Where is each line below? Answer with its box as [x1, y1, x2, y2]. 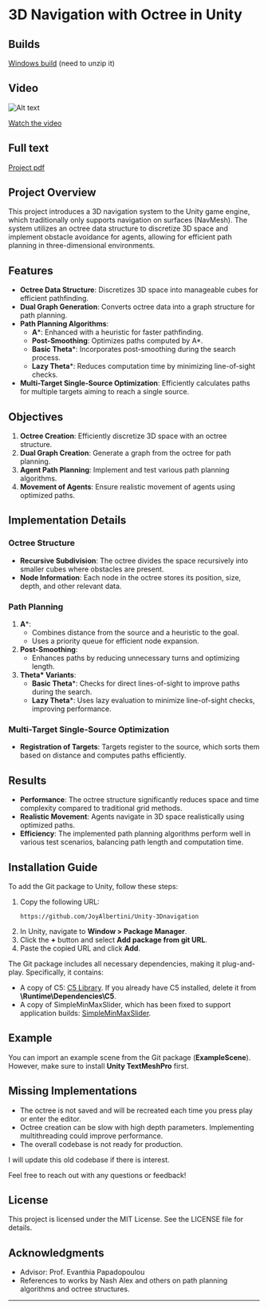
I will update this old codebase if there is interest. [8, 1155, 170, 1165]
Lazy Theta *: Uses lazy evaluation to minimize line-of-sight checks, [31, 696, 255, 706]
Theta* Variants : [19, 670, 77, 680]
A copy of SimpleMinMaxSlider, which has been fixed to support [19, 999, 231, 1009]
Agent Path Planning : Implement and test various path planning [19, 465, 230, 475]
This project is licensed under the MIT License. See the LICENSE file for [8, 1215, 244, 1224]
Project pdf [8, 162, 45, 172]
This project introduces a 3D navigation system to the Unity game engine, [8, 207, 250, 216]
